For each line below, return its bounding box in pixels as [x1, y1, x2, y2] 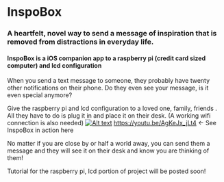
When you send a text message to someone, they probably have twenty [7, 77, 210, 85]
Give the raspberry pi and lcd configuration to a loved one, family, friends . [7, 104, 218, 113]
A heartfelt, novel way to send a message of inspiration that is [7, 29, 217, 38]
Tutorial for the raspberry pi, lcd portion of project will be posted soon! [7, 167, 206, 175]
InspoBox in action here [7, 126, 74, 134]
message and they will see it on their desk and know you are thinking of [7, 146, 210, 155]
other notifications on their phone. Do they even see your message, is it [7, 83, 209, 92]
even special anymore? [7, 91, 73, 99]
